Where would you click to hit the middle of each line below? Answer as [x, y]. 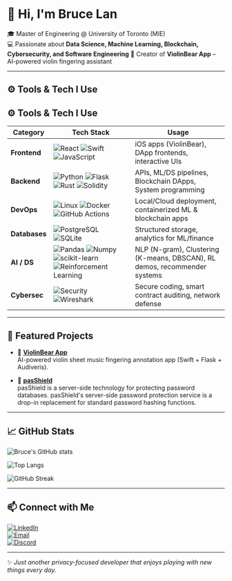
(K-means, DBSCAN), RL [175, 258]
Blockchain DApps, [165, 181]
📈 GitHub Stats [41, 431]
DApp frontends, [161, 153]
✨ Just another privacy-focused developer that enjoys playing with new [109, 562]
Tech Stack [91, 133]
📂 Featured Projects [50, 335]
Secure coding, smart [170, 287]
